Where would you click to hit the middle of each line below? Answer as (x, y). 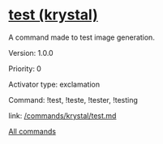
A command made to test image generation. (82, 37)
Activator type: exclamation (54, 84)
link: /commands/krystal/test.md (62, 116)
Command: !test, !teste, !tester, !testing (73, 100)
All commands (32, 131)
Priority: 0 (25, 68)
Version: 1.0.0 (31, 53)
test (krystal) (54, 15)
